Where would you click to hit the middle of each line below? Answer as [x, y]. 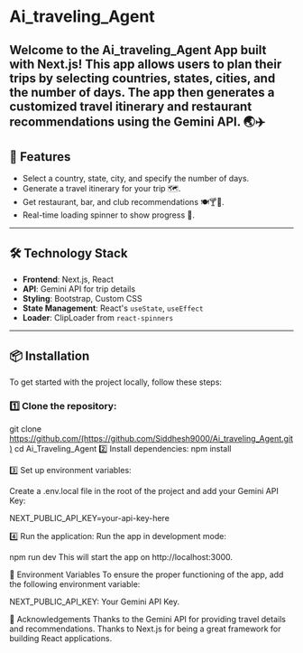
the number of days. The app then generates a [142, 92]
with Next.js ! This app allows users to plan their [146, 64]
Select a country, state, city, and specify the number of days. [136, 179]
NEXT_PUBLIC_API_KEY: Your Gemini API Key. [95, 602]
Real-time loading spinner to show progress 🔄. [109, 215]
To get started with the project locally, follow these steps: [116, 382]
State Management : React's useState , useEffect [113, 308]
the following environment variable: [75, 584]
